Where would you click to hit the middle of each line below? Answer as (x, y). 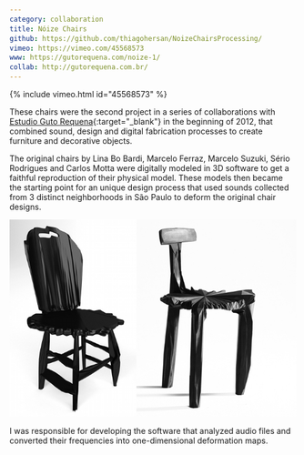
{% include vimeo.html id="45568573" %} (88, 94)
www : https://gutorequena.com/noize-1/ (85, 58)
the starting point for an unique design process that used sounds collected (149, 187)
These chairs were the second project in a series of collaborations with (142, 112)
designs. (25, 207)
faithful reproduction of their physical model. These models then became (147, 178)
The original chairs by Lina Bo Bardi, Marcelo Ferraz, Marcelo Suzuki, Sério (150, 158)
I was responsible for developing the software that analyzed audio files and (150, 431)
